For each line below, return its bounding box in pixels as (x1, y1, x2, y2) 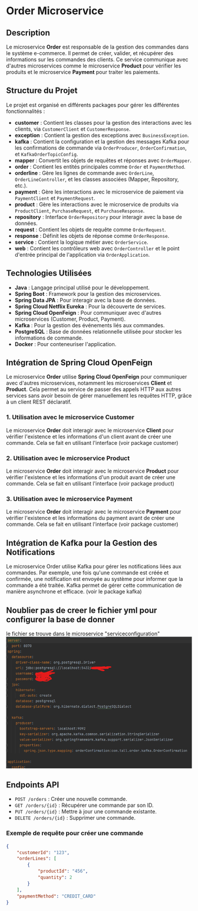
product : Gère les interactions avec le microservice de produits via (14, 201, 179, 208)
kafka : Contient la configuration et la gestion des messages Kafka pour (14, 138, 190, 145)
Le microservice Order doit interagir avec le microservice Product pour (6, 467, 179, 474)
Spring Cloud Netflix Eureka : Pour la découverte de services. (14, 303, 166, 310)
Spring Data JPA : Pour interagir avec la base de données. (14, 296, 157, 303)
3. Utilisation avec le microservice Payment (6, 495, 133, 503)
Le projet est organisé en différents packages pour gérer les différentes (6, 101, 180, 108)
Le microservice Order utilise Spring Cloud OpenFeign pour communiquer (6, 373, 187, 380)
